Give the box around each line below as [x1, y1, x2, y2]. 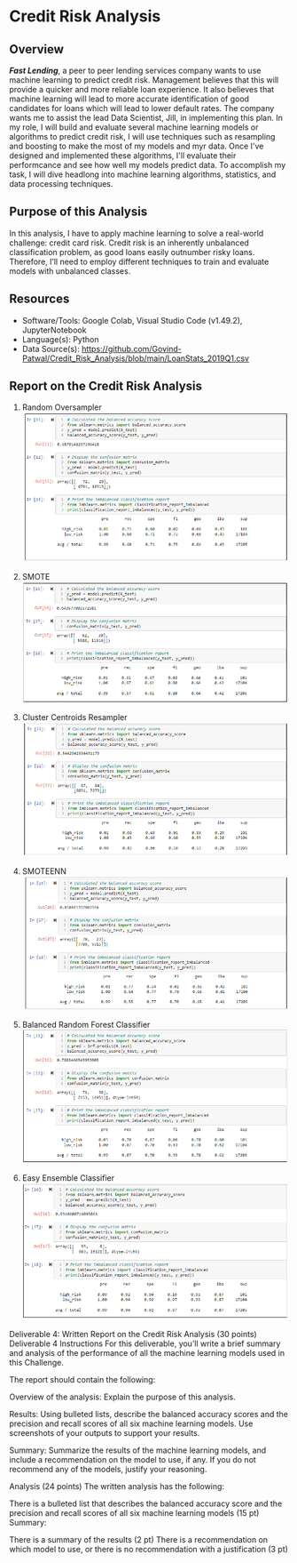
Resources [9, 292, 70, 307]
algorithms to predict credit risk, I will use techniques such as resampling [9, 132, 276, 141]
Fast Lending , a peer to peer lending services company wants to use [9, 65, 262, 76]
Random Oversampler [21, 402, 102, 413]
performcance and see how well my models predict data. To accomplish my [9, 160, 286, 170]
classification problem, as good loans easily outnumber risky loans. [9, 246, 255, 257]
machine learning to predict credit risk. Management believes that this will [9, 75, 279, 85]
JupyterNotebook [21, 325, 87, 335]
